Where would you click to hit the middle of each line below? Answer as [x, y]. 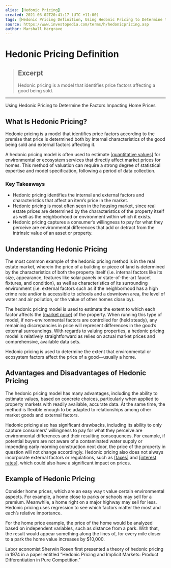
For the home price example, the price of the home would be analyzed [79, 523]
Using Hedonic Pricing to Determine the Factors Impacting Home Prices [81, 106]
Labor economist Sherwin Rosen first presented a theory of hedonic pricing [84, 549]
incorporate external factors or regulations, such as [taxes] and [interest [81, 457]
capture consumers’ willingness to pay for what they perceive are [74, 430]
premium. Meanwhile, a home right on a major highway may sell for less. [81, 502]
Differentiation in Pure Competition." [43, 560]
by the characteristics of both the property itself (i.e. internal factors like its [84, 272]
